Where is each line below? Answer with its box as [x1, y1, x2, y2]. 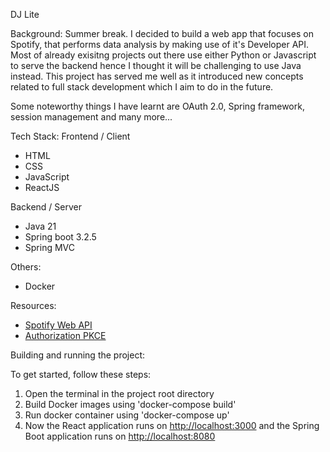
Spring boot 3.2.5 [24, 231, 97, 243]
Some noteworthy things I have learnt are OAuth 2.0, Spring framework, [10, 100, 305, 112]
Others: [10, 261, 42, 273]
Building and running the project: [10, 349, 146, 361]
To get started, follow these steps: [10, 369, 152, 380]
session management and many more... [10, 111, 173, 123]
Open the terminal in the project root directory [24, 388, 215, 399]
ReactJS [24, 182, 60, 193]
